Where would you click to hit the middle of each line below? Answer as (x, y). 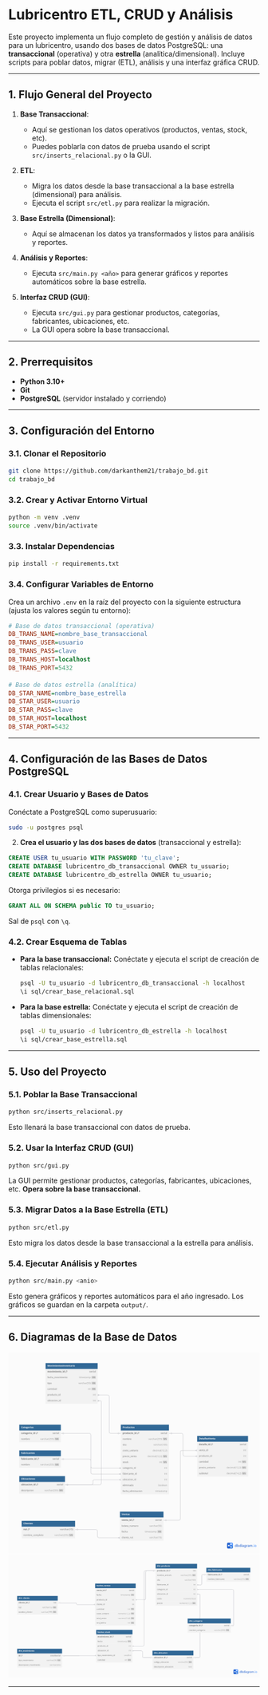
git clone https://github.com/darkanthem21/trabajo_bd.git (108, 471)
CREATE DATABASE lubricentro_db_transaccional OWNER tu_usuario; (119, 867)
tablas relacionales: (51, 968)
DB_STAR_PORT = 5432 (39, 727)
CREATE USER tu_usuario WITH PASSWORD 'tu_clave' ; (94, 858)
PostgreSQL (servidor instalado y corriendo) (93, 398)
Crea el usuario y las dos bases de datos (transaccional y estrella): (130, 843)
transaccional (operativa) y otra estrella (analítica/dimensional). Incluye (127, 53)
